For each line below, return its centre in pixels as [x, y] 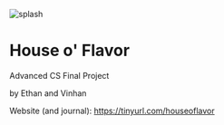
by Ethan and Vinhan [48, 93]
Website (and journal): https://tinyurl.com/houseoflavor [112, 111]
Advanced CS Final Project [59, 75]
